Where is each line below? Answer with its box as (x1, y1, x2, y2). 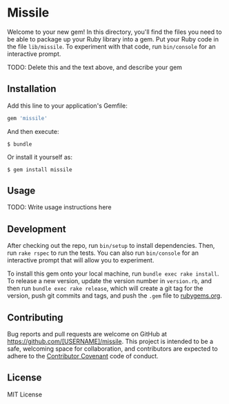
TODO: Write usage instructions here (7, 203, 112, 211)
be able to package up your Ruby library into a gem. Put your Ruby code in (7, 35, 219, 43)
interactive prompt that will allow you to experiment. (7, 256, 155, 264)
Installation (7, 83, 57, 95)
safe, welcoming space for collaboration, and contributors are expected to (7, 345, 219, 353)
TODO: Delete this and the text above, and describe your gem (7, 63, 183, 71)
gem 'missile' (7, 115, 48, 122)
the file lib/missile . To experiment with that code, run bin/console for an (7, 42, 216, 50)
